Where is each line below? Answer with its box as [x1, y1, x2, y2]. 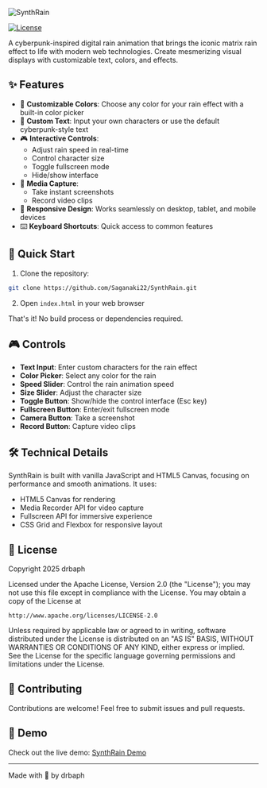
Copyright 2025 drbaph [8, 564, 86, 574]
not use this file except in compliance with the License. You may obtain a [8, 588, 246, 597]
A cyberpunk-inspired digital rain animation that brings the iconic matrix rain [8, 38, 257, 48]
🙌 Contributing [8, 682, 83, 696]
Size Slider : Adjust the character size [19, 388, 142, 397]
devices [19, 212, 46, 222]
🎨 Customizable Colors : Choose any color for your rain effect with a [19, 99, 244, 109]
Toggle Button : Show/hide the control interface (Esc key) [19, 396, 207, 406]
